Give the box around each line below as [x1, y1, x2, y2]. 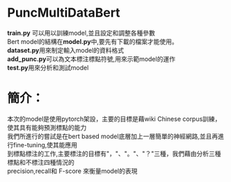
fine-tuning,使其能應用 [13, 140, 78, 149]
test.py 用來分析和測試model [7, 63, 89, 72]
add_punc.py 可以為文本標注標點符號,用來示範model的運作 [7, 54, 176, 63]
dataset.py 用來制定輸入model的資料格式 [7, 46, 125, 54]
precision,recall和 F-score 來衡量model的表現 [7, 167, 138, 175]
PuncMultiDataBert [7, 5, 120, 21]
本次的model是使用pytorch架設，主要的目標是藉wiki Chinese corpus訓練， [7, 115, 221, 123]
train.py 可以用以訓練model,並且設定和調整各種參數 [7, 28, 155, 37]
